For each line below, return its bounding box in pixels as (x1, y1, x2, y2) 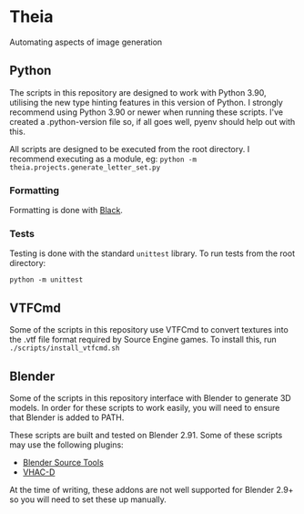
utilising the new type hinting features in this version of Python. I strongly (9, 97, 284, 108)
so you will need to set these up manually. (9, 494, 167, 505)
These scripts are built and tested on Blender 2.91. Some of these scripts (9, 429, 283, 440)
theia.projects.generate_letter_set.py (9, 162, 161, 172)
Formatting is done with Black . (9, 205, 123, 216)
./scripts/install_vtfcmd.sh (9, 344, 120, 353)
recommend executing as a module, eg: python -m (9, 153, 198, 164)
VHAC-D (22, 467, 56, 478)
